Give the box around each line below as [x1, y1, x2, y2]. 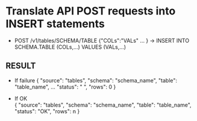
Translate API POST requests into [5, 4, 176, 18]
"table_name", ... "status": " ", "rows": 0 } [14, 83, 116, 90]
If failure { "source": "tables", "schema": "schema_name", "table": [14, 76, 178, 84]
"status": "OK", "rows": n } [14, 107, 80, 115]
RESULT [5, 61, 36, 71]
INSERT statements [5, 17, 105, 31]
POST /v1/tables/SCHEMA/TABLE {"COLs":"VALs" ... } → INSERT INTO [14, 37, 190, 44]
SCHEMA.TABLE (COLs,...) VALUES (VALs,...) [14, 43, 127, 51]
